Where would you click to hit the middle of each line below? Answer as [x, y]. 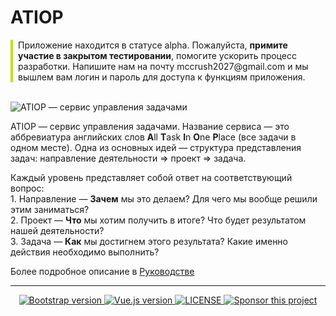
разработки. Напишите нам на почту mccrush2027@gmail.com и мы [163, 66]
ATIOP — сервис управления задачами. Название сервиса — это [150, 126]
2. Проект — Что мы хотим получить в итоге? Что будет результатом [158, 220]
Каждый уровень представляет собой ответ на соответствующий [151, 177]
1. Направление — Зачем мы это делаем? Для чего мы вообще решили [164, 198]
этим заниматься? [50, 209]
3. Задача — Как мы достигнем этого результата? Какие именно [149, 241]
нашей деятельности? [57, 230]
